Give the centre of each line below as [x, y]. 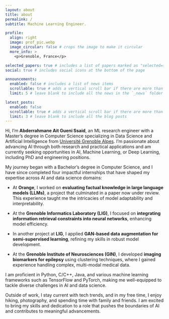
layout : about [20, 10]
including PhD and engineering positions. [48, 157]
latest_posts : [20, 102]
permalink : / [19, 19]
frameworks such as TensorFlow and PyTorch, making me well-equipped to [83, 280]
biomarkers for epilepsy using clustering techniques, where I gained [84, 260]
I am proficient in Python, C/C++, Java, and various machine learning [77, 275]
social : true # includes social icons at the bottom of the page [75, 70]
